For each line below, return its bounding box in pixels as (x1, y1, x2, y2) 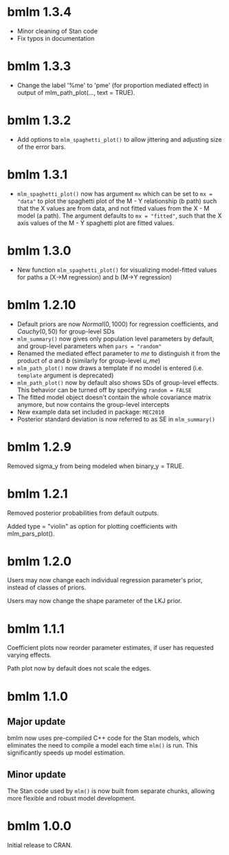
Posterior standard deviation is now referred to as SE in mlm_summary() (17, 414, 215, 423)
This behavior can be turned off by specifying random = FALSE (17, 386, 192, 394)
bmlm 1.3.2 (7, 113, 72, 128)
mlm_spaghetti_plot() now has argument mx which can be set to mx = (17, 189, 213, 198)
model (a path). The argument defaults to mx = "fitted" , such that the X (17, 211, 222, 220)
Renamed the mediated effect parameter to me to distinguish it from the (17, 349, 221, 357)
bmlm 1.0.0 (7, 819, 72, 834)
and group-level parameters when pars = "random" (17, 341, 162, 350)
